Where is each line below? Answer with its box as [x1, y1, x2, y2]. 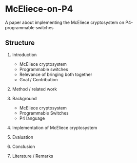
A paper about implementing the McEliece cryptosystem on [5, 19, 124, 25]
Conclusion [12, 144, 35, 149]
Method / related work [12, 86, 57, 92]
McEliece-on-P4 [5, 3, 73, 15]
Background [12, 95, 37, 101]
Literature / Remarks [12, 153, 54, 159]
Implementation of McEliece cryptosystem [12, 125, 98, 130]
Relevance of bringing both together [19, 72, 93, 77]
